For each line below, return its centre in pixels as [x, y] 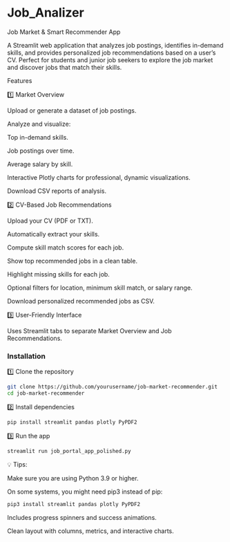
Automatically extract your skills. [54, 234]
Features [20, 80]
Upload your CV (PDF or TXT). [50, 221]
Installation [27, 356]
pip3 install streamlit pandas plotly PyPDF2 [74, 504]
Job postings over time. [41, 151]
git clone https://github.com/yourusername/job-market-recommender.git [112, 387]
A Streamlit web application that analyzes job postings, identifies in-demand [115, 45]
